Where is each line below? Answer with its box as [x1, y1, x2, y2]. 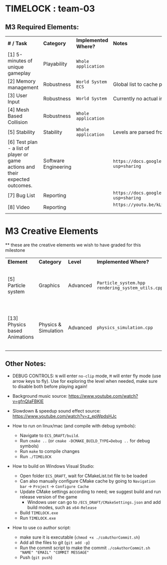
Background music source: [12, 393, 68, 399]
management [7, 84, 39, 91]
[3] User [7, 92, 27, 99]
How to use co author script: [12, 524, 71, 530]
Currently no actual [113, 95, 158, 102]
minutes [7, 58, 26, 64]
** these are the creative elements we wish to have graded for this [5, 242, 141, 248]
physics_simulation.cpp [96, 325, 153, 330]
